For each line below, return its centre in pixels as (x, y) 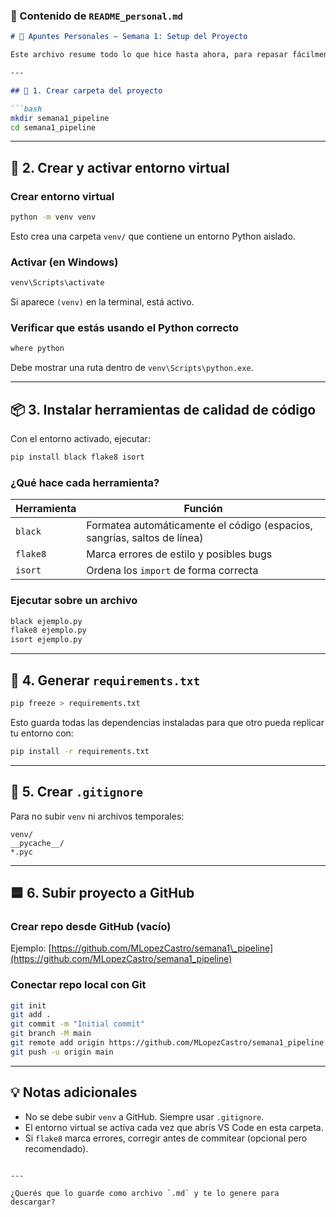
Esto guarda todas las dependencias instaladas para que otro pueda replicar (167, 722)
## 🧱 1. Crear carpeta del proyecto (86, 90)
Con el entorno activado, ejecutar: (80, 439)
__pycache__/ (37, 843)
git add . (31, 1015)
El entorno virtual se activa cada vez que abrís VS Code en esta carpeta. (174, 1127)
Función (203, 509)
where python (37, 349)
